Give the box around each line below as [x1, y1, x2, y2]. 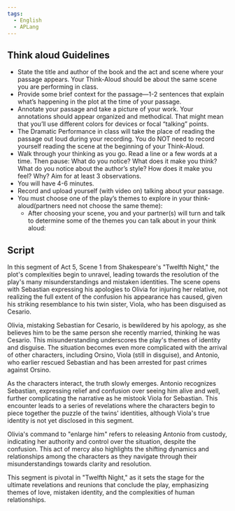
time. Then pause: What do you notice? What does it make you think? [17, 157, 218, 165]
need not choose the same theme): [62, 202, 163, 210]
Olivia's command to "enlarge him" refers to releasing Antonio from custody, [7, 430, 227, 438]
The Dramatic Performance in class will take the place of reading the [17, 127, 215, 136]
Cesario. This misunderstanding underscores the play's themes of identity [7, 336, 221, 344]
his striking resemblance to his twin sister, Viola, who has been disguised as [7, 300, 226, 308]
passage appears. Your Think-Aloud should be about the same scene [17, 75, 218, 84]
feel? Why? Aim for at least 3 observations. [17, 172, 142, 181]
